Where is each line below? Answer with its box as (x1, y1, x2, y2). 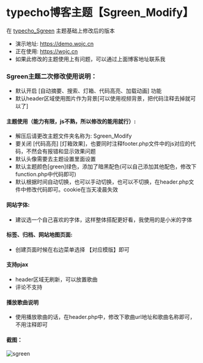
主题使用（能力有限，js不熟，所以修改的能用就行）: (6, 118, 136, 125)
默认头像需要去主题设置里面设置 (15, 155, 96, 163)
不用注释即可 (15, 321, 48, 328)
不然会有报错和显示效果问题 (26, 148, 96, 155)
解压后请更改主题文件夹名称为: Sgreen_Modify (15, 132, 132, 140)
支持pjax (6, 261, 29, 268)
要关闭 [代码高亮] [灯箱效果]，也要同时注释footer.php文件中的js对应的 (15, 140, 191, 148)
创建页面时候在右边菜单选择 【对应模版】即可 (15, 245, 130, 253)
